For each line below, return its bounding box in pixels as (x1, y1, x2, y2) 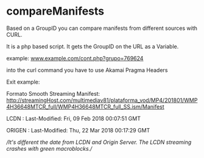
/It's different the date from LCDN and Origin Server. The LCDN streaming (6, 138, 192, 146)
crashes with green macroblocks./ (6, 145, 93, 152)
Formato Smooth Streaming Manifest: (6, 90, 100, 97)
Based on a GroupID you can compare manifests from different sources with (6, 24, 198, 32)
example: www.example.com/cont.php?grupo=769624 (6, 54, 144, 62)
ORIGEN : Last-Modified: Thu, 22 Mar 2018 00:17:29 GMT (6, 126, 150, 134)
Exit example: (6, 78, 40, 85)
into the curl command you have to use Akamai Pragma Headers (6, 66, 168, 74)
